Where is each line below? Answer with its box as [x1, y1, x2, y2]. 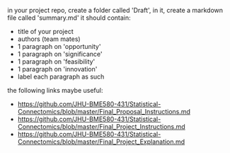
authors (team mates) [17, 35, 81, 43]
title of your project [17, 28, 74, 35]
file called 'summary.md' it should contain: [7, 13, 131, 22]
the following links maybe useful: [7, 86, 103, 94]
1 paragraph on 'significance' [17, 50, 103, 58]
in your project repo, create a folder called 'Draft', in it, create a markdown [7, 6, 224, 14]
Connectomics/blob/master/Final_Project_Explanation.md [17, 137, 185, 146]
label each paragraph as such [17, 72, 105, 81]
